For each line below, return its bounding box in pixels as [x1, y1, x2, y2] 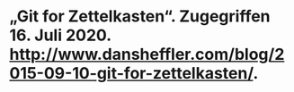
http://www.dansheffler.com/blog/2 [9, 45, 285, 64]
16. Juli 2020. [9, 25, 111, 46]
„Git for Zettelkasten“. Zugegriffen [9, 6, 272, 27]
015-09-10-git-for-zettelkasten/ [9, 63, 254, 84]
